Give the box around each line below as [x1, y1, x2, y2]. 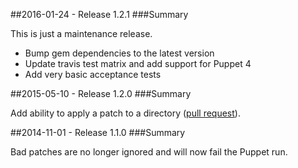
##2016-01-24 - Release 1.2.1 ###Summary [10, 9, 189, 20]
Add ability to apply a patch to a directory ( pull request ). [10, 107, 241, 119]
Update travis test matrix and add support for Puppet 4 [24, 58, 252, 69]
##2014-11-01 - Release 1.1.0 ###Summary [10, 127, 186, 138]
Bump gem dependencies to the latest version [24, 47, 215, 59]
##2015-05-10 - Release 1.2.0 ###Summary [10, 88, 192, 99]
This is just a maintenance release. [10, 28, 153, 39]
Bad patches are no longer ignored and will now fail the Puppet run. [10, 146, 288, 158]
